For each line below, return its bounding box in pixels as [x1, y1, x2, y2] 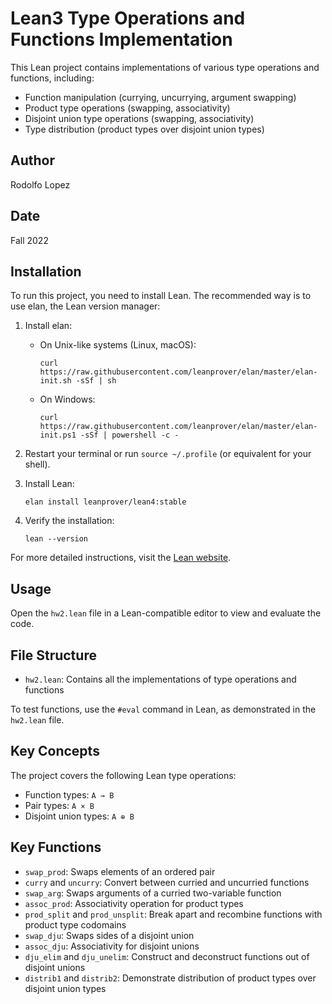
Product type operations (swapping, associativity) [24, 102, 231, 114]
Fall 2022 [10, 234, 49, 246]
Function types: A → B [24, 788, 115, 801]
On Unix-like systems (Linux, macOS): [39, 339, 197, 351]
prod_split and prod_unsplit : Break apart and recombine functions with [24, 908, 323, 920]
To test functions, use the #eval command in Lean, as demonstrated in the [10, 703, 317, 715]
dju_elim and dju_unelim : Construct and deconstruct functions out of [24, 950, 310, 962]
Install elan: [24, 320, 73, 332]
